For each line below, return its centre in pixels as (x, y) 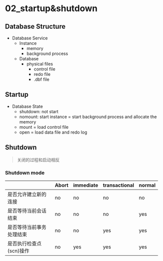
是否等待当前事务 (27, 227)
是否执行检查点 (25, 244)
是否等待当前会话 (27, 210)
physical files (40, 64)
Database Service (30, 38)
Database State (27, 106)
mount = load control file (44, 127)
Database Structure (35, 26)
